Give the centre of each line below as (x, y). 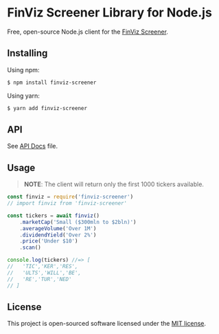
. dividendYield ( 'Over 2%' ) (58, 235)
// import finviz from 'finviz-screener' (67, 203)
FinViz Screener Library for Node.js (110, 13)
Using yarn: (23, 96)
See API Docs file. (33, 146)
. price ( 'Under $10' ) (49, 241)
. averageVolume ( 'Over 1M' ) (58, 228)
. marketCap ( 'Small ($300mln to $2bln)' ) (78, 222)
